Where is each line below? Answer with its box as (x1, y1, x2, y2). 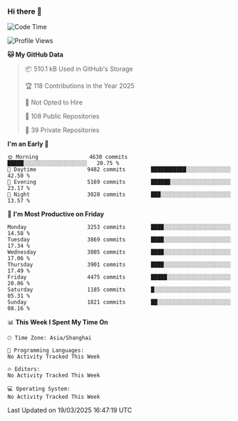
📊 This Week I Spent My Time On (7, 318, 108, 327)
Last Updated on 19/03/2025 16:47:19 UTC (7, 406, 133, 415)
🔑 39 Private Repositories (24, 126, 100, 134)
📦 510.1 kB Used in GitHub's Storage (24, 64, 133, 74)
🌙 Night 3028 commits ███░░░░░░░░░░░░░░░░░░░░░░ (7, 191, 232, 199)
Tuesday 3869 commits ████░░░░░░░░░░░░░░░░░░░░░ (7, 236, 232, 244)
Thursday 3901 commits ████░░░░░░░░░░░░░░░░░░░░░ (7, 261, 232, 269)
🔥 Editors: (7, 366, 41, 373)
